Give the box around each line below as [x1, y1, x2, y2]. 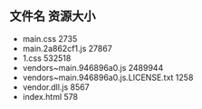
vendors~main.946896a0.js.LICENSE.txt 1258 [22, 72, 194, 83]
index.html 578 [22, 91, 79, 102]
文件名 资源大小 [9, 8, 96, 25]
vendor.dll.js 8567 [22, 81, 90, 93]
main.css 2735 [22, 33, 78, 44]
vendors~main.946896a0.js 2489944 [22, 62, 164, 73]
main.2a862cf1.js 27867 [22, 43, 113, 54]
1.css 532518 [22, 53, 72, 64]
